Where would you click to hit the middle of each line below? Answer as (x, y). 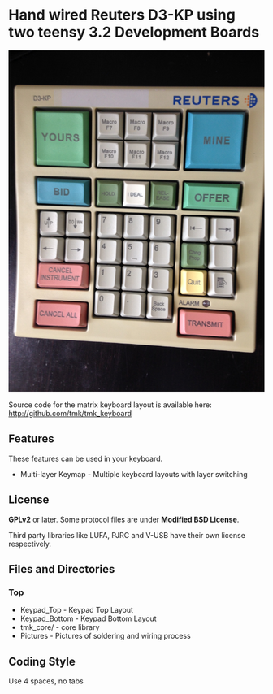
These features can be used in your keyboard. (86, 458)
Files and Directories (62, 569)
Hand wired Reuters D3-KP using (122, 15)
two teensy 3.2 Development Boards (134, 32)
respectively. (30, 544)
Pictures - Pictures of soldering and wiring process (105, 636)
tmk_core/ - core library (60, 627)
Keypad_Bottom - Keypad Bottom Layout (88, 618)
